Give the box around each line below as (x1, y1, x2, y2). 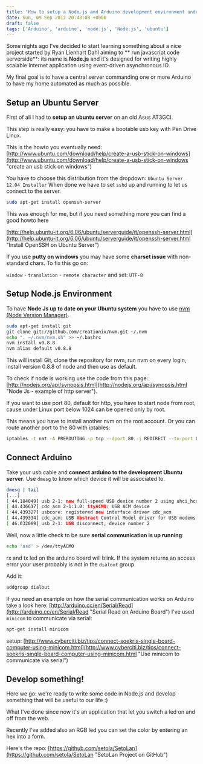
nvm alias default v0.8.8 (6, 346, 71, 352)
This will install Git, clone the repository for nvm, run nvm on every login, (6, 357, 187, 364)
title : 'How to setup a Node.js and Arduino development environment (6, 8, 185, 15)
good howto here (6, 216, 50, 224)
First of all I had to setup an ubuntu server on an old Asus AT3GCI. (6, 113, 173, 121)
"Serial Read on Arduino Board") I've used (89, 608, 195, 615)
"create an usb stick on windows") (6, 163, 92, 170)
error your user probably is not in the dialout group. (6, 560, 136, 568)
